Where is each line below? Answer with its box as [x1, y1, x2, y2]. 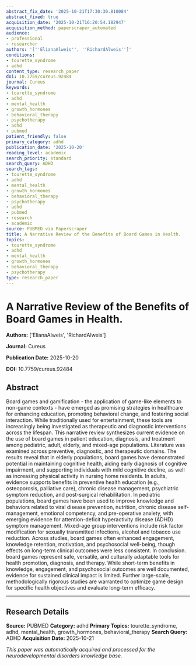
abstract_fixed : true [6, 14, 59, 20]
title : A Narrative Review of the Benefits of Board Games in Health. [6, 231, 181, 237]
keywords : [6, 85, 30, 91]
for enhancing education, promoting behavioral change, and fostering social [6, 410, 189, 418]
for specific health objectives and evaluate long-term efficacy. [6, 584, 156, 591]
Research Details [6, 607, 69, 616]
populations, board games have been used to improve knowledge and [6, 497, 174, 504]
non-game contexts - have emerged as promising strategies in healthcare [6, 404, 184, 411]
